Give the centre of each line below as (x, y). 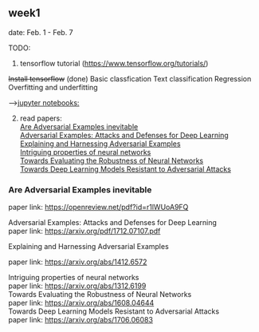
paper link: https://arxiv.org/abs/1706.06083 (81, 320)
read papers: (41, 118)
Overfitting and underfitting (53, 87)
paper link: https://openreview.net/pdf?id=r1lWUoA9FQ (98, 207)
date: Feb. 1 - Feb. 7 (41, 32)
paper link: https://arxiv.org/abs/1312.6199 (77, 286)
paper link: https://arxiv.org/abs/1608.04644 (81, 303)
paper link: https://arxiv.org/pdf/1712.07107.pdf (84, 231)
